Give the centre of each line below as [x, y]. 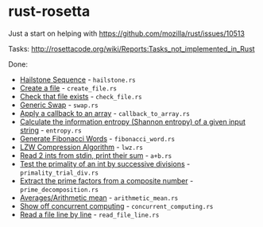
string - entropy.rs [50, 130]
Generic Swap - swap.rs [59, 105]
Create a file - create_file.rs [68, 88]
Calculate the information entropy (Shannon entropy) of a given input [133, 121]
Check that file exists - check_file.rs [81, 96]
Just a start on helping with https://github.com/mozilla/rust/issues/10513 [126, 33]
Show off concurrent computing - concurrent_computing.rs [116, 206]
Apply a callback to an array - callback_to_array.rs [105, 113]
